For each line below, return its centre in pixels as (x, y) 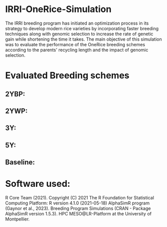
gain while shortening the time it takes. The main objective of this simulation (83, 39)
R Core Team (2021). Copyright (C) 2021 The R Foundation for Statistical (80, 198)
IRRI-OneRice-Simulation (58, 9)
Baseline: (20, 162)
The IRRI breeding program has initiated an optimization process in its (77, 23)
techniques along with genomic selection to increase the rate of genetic (79, 34)
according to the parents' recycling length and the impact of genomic (77, 50)
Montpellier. (18, 219)
